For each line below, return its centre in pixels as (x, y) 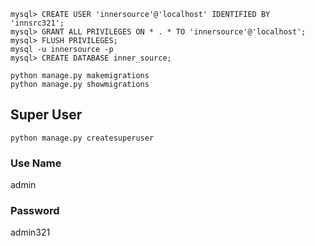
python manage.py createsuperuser (82, 138)
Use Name (36, 163)
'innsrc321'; (37, 23)
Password (35, 211)
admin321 (30, 232)
